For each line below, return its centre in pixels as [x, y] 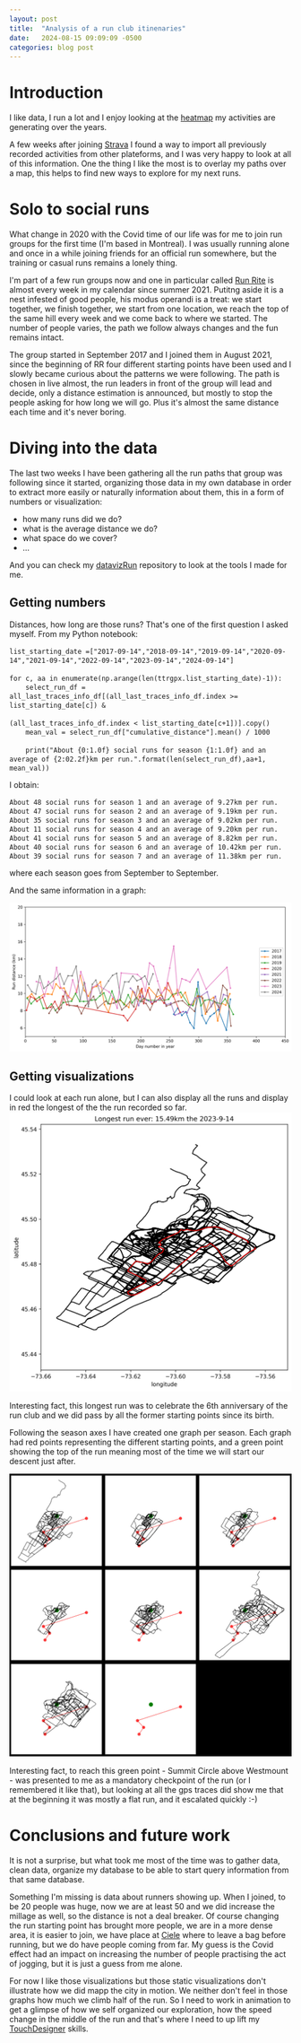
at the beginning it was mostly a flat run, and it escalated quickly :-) [133, 1800]
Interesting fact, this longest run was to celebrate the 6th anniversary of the [149, 1406]
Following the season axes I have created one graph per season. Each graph [150, 1433]
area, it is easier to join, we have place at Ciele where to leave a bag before [148, 1935]
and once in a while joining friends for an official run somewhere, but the [143, 253]
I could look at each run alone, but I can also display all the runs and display [149, 1098]
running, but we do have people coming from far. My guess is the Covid [142, 1945]
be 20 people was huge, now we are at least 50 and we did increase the [142, 1907]
